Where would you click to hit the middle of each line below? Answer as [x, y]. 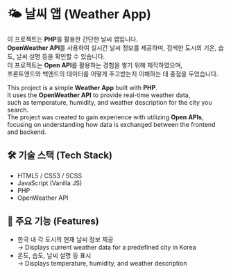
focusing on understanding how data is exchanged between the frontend [111, 124]
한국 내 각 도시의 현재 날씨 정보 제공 [65, 239]
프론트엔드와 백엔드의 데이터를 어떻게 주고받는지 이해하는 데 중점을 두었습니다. [113, 74]
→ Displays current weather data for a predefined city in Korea [106, 247]
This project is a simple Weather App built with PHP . [83, 87]
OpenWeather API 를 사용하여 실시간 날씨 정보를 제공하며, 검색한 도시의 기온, [112, 48]
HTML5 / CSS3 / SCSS [49, 175]
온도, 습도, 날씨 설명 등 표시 [54, 255]
